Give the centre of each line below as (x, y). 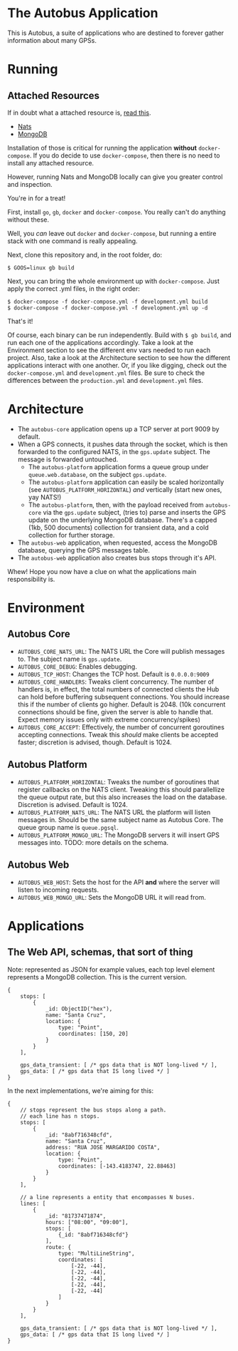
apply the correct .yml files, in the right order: (74, 288)
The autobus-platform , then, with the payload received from (116, 505)
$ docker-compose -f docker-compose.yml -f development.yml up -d (108, 308)
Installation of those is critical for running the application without (102, 148)
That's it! (20, 321)
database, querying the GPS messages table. (84, 550)
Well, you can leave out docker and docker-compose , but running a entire (112, 233)
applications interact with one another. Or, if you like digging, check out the (117, 365)
